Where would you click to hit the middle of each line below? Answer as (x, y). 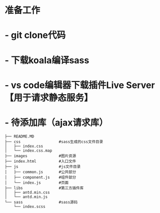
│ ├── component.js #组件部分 (41, 177)
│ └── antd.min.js (26, 197)
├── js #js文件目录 (43, 167)
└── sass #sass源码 (41, 202)
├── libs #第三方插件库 (44, 188)
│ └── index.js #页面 (37, 183)
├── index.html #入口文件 (41, 161)
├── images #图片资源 (41, 156)
